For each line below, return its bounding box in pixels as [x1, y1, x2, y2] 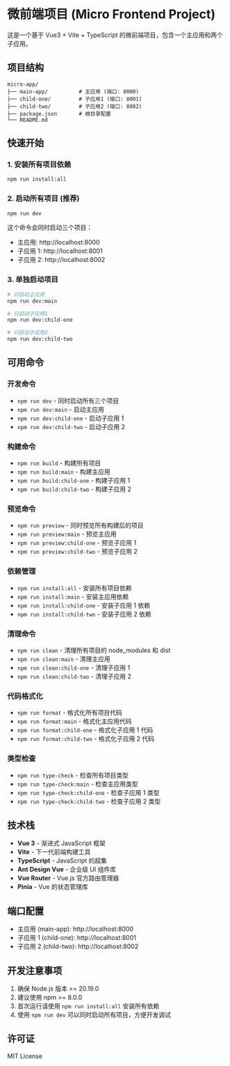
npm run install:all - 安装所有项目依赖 [17, 583, 132, 592]
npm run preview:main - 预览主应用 [17, 530, 117, 539]
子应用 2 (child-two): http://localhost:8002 [17, 942, 139, 951]
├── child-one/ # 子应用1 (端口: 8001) [7, 95, 142, 102]
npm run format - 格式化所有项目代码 [17, 709, 123, 717]
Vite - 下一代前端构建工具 [17, 848, 91, 856]
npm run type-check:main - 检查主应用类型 [17, 780, 138, 788]
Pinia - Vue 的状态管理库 [17, 883, 88, 891]
